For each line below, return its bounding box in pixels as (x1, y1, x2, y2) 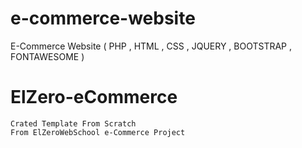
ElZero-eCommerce (10, 86, 178, 109)
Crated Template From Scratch (10, 118, 137, 129)
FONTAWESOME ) (10, 50, 85, 62)
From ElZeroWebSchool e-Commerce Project (10, 127, 186, 137)
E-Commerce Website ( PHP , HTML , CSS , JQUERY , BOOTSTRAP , (10, 40, 293, 52)
